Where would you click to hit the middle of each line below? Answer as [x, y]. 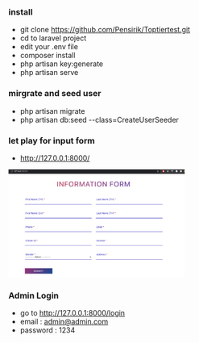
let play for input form [52, 140]
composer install [48, 56]
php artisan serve [49, 73]
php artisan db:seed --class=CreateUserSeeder [99, 119]
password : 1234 [48, 330]
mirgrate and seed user [55, 94]
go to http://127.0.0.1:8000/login [73, 313]
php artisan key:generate [62, 64]
